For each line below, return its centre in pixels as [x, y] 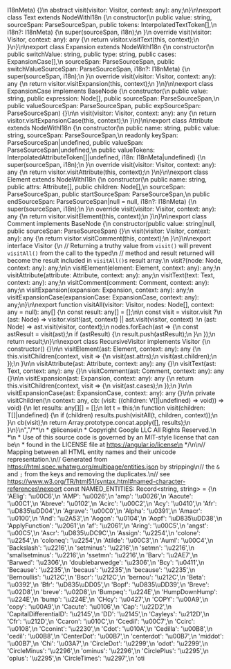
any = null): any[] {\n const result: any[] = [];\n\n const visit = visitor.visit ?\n [115, 312]
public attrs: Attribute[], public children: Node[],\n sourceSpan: [96, 187]
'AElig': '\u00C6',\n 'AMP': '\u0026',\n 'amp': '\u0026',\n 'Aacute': [100, 496]
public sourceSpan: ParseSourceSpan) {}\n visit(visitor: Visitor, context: [109, 231]
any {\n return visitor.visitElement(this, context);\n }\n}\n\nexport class [107, 216]
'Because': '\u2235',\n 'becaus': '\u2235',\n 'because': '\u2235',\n [101, 570]
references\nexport [35, 489]
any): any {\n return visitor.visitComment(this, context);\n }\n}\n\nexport [109, 238]
